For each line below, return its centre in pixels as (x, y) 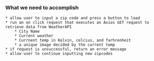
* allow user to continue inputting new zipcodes (59, 54)
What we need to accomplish (42, 8)
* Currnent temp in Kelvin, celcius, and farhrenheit (73, 40)
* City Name (27, 32)
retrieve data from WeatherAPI (39, 27)
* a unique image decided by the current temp (65, 45)
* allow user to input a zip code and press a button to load (73, 18)
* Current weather (34, 36)
